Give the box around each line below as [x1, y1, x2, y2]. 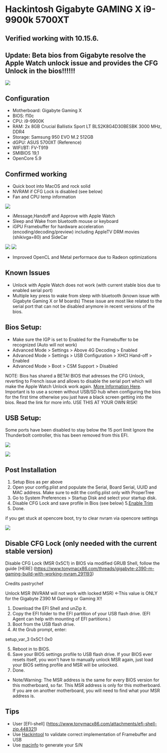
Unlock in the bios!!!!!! [5, 67, 76, 75]
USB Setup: [5, 414, 41, 423]
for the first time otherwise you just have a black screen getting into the [5, 394, 152, 400]
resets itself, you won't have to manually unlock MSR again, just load [12, 657, 154, 663]
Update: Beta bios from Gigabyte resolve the [5, 51, 146, 60]
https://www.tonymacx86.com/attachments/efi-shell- [47, 720, 157, 726]
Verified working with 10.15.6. [5, 34, 99, 43]
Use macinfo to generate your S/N [12, 742, 83, 748]
